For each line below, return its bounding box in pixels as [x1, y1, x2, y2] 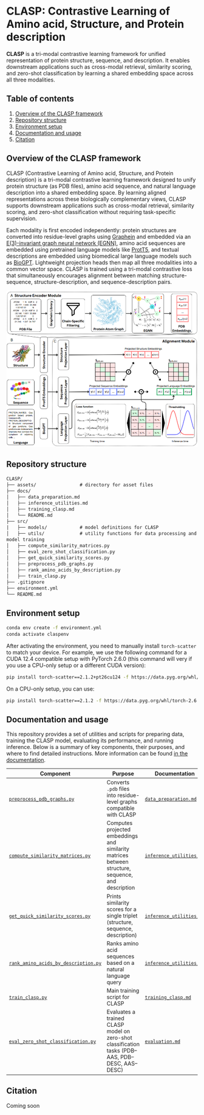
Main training [106, 987, 140, 995]
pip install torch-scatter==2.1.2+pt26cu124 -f [6, 674, 129, 680]
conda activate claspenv [6, 631, 69, 637]
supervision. [6, 215, 38, 222]
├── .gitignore [6, 579, 45, 585]
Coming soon [6, 1102, 40, 1109]
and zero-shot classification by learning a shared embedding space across [6, 69, 194, 77]
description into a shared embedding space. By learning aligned [6, 188, 166, 196]
